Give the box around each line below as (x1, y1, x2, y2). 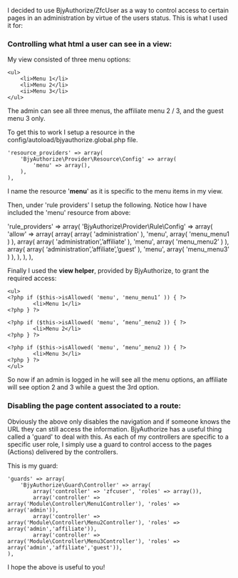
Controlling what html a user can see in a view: (7, 39, 172, 49)
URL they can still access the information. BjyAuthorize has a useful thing (7, 424, 222, 433)
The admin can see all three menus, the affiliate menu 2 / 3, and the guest (7, 106, 224, 115)
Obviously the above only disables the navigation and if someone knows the (7, 417, 231, 426)
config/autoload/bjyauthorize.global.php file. (7, 136, 138, 144)
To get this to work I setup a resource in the (7, 128, 135, 136)
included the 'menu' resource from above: (7, 209, 131, 217)
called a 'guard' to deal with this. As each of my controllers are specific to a (7, 432, 229, 441)
